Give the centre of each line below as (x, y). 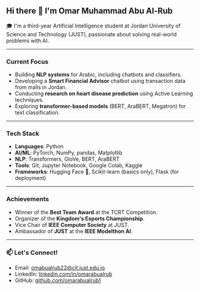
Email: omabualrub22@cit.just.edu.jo (60, 268)
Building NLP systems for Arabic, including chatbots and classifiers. (98, 74)
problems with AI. (28, 40)
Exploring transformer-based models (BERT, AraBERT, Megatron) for (100, 106)
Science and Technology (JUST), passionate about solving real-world (92, 34)
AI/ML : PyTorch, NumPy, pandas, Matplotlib (68, 153)
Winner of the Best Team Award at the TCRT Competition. (86, 212)
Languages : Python (39, 146)
